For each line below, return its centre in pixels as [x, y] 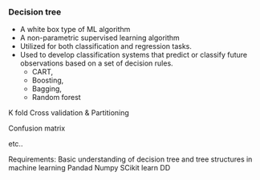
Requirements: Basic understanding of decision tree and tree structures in [130, 159]
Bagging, [47, 89]
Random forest [57, 98]
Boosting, [48, 80]
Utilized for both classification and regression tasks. [106, 46]
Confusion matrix [37, 128]
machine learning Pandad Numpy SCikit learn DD [89, 168]
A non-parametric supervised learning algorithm [100, 38]
